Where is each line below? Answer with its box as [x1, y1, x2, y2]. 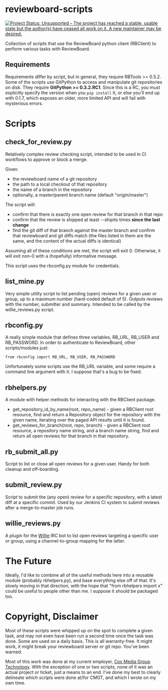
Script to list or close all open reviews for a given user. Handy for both [5, 461, 149, 467]
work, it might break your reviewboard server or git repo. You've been [5, 643, 149, 649]
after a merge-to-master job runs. [5, 504, 75, 510]
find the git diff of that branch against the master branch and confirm [12, 227, 155, 233]
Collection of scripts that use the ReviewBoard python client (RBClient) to [5, 40, 156, 46]
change [12, 222, 29, 228]
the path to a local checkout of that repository [12, 181, 107, 187]
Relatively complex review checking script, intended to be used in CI [5, 151, 146, 157]
